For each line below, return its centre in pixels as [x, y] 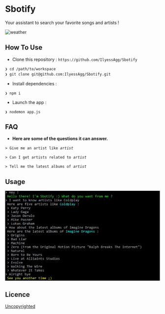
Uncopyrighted [20, 306]
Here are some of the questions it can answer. [60, 139]
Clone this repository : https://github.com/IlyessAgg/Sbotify [75, 59]
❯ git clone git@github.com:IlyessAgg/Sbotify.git [58, 74]
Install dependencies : [35, 83]
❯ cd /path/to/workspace [30, 69]
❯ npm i [13, 93]
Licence [18, 295]
